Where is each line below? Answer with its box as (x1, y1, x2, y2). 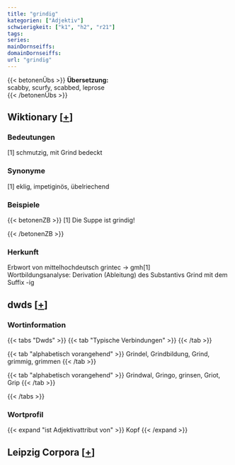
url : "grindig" (7, 57, 52, 64)
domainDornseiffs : (7, 50, 62, 57)
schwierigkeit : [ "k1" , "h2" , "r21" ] (7, 23, 115, 30)
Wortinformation (7, 319, 66, 329)
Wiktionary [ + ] (7, 111, 73, 124)
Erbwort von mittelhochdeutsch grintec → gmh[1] (7, 263, 151, 272)
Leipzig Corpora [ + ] (7, 446, 96, 458)
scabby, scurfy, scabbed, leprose (7, 83, 105, 92)
